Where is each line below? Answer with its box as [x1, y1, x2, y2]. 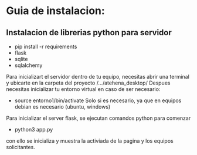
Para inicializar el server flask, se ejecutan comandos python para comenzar [6, 114, 191, 122]
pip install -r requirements [14, 43, 77, 50]
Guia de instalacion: [6, 4, 106, 18]
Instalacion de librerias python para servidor [6, 28, 172, 38]
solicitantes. [6, 144, 35, 150]
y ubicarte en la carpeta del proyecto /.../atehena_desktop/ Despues [6, 79, 171, 86]
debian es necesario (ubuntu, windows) [14, 103, 111, 110]
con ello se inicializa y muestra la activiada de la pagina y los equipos [6, 137, 174, 144]
